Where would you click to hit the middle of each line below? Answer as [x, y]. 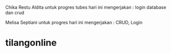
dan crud [15, 13]
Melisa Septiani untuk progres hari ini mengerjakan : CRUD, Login [74, 22]
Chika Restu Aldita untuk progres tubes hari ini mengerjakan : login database [86, 7]
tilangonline [31, 43]
